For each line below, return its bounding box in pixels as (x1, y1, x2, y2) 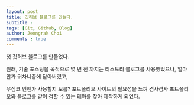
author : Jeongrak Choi (6, 31, 62, 37)
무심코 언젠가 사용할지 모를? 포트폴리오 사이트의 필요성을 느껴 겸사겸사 (6, 86, 169, 92)
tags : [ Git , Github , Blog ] (6, 25, 73, 31)
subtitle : (6, 19, 33, 25)
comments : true (6, 36, 46, 42)
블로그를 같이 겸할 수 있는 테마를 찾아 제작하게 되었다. (17, 93, 140, 100)
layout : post (6, 8, 38, 15)
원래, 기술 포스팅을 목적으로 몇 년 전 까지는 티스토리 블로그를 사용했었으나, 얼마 (6, 65, 187, 73)
